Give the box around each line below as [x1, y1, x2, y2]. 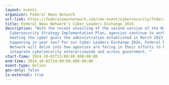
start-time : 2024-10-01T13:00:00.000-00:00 [5, 53, 98, 59]
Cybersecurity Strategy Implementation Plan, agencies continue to [10, 30, 154, 35]
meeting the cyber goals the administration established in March [10, 35, 152, 40]
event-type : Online [5, 63, 46, 68]
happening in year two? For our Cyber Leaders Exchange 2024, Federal [10, 40, 161, 45]
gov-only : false [5, 68, 39, 73]
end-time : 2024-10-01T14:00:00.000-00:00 [5, 58, 94, 63]
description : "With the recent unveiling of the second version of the [5, 26, 158, 31]
